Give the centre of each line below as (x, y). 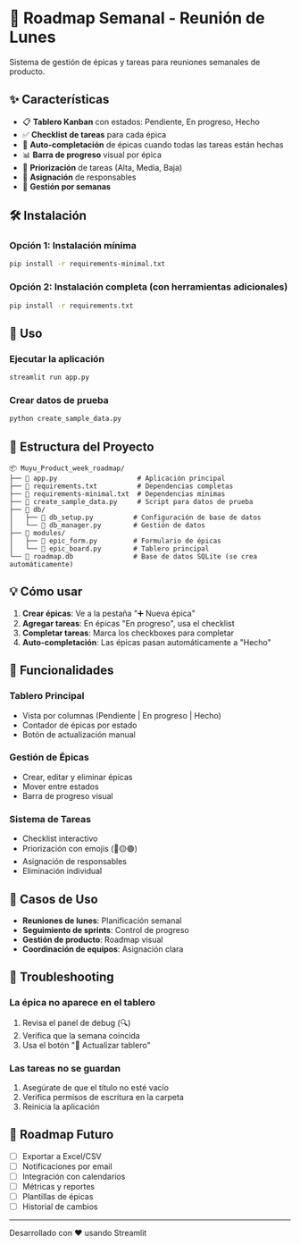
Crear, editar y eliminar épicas (77, 777)
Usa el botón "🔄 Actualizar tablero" (86, 1045)
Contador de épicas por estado (79, 725)
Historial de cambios (60, 1207)
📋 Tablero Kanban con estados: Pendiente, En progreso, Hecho (141, 122)
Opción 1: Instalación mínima (73, 246)
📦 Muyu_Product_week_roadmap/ (67, 468)
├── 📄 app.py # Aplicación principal (117, 479)
